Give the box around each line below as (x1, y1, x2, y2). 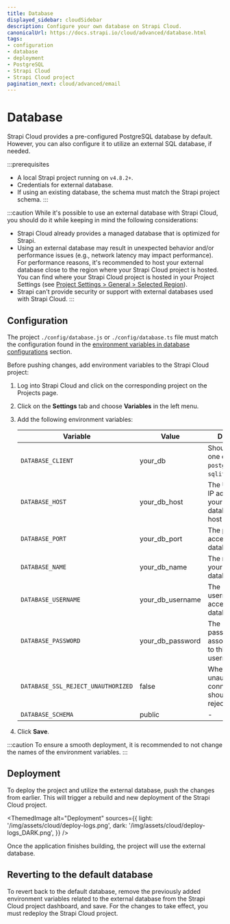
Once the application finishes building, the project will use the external (7, 842, 205, 850)
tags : (7, 36, 23, 43)
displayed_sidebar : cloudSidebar (7, 16, 103, 23)
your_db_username (139, 595, 201, 604)
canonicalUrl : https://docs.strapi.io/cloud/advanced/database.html (7, 29, 207, 36)
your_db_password (139, 636, 201, 645)
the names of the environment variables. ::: (7, 748, 128, 756)
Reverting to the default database (7, 869, 153, 881)
